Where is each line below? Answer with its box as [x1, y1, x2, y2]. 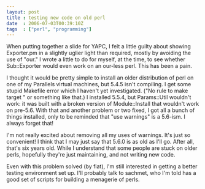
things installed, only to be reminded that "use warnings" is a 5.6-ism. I [6, 113, 185, 120]
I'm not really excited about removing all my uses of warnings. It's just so [6, 132, 191, 139]
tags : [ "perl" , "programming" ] [6, 26, 92, 32]
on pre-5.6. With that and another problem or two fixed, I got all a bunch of [6, 106, 195, 114]
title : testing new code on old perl [6, 15, 106, 21]
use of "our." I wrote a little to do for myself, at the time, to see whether [6, 56, 185, 63]
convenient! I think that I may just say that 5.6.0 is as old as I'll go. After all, [6, 138, 195, 146]
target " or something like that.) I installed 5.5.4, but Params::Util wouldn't [6, 94, 191, 101]
